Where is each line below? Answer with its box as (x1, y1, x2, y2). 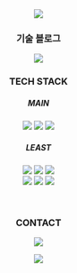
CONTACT (15, 216, 62, 229)
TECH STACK (8, 76, 69, 88)
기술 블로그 (16, 32, 61, 44)
